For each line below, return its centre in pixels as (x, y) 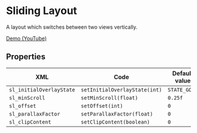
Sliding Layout (42, 11)
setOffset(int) (102, 106)
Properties (26, 57)
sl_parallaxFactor (35, 114)
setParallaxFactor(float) (117, 114)
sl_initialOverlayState (42, 90)
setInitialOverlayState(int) (122, 90)
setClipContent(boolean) (116, 122)
